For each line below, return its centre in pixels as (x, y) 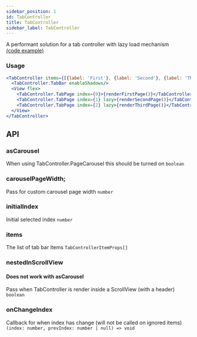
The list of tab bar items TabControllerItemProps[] (67, 247)
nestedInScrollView (35, 263)
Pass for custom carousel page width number (60, 191)
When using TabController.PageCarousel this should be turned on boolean (95, 164)
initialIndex (22, 207)
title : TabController (33, 22)
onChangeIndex (29, 310)
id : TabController (28, 17)
